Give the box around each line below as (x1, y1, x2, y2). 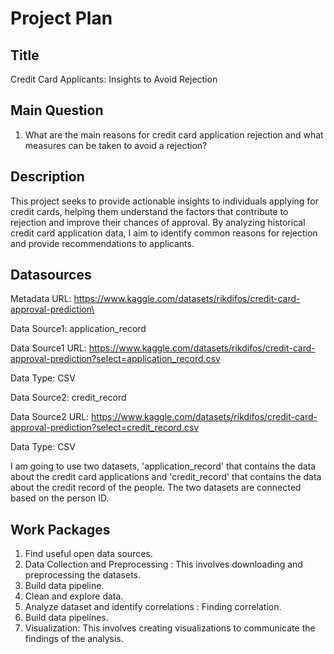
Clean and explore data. (24, 590, 124, 602)
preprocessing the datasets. (24, 569, 142, 581)
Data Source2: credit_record (10, 392, 127, 404)
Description (10, 168, 85, 186)
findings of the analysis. (24, 633, 124, 645)
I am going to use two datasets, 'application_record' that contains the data (10, 460, 317, 472)
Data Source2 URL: (10, 411, 90, 423)
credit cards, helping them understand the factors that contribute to (10, 205, 289, 217)
